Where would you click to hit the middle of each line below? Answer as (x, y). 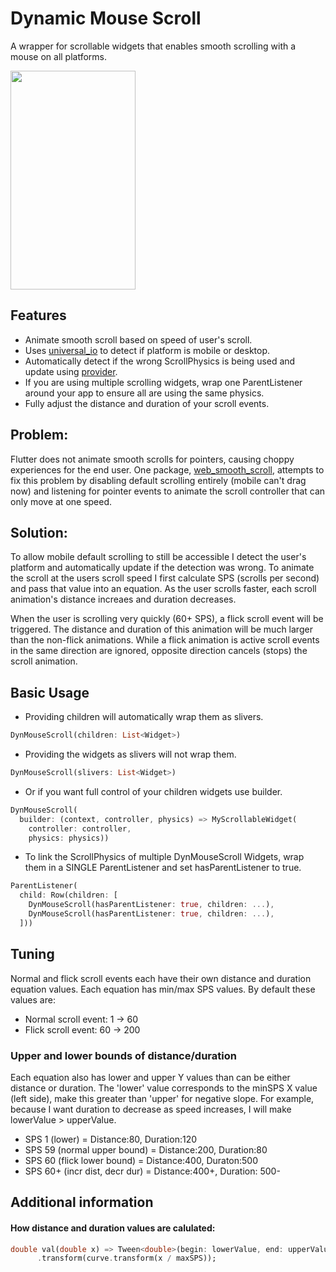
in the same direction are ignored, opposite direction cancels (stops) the (159, 651)
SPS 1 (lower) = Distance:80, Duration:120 (111, 1139)
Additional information (82, 1202)
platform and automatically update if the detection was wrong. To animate (162, 568)
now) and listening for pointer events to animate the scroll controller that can (168, 491)
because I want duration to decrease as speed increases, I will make (151, 1109)
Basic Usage (50, 692)
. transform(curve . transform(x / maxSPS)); (126, 1258)
